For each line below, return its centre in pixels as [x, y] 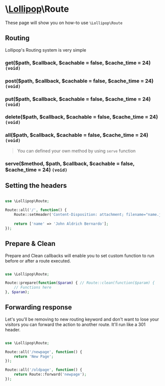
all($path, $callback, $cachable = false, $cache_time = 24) [77, 135]
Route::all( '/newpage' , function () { [44, 352]
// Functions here [33, 288]
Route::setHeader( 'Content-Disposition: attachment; [69, 215]
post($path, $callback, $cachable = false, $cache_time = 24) [79, 81]
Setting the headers [36, 186]
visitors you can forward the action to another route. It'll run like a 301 [75, 324]
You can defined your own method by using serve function [76, 150]
